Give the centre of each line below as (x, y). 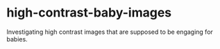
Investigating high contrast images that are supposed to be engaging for (110, 32)
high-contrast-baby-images (89, 13)
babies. (17, 39)
